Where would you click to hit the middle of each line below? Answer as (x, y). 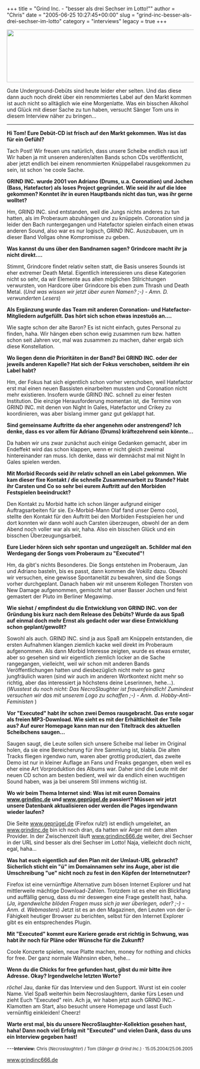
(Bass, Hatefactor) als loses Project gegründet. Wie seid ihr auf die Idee (97, 188)
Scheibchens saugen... (36, 732)
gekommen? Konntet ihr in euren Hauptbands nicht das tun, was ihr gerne (100, 194)
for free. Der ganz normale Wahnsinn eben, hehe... (69, 958)
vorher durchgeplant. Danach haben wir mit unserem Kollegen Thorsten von (100, 584)
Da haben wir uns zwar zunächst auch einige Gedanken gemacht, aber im (97, 443)
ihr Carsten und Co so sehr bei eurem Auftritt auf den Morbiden (86, 486)
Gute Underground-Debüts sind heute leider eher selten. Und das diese (94, 91)
